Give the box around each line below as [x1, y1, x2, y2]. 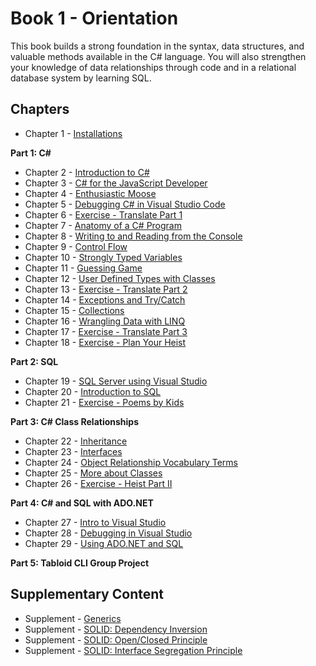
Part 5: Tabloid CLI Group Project [10, 557, 150, 569]
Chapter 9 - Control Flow [24, 240, 128, 252]
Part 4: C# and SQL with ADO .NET [10, 497, 154, 509]
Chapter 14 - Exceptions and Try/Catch [24, 293, 186, 306]
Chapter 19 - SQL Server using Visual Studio [24, 375, 208, 387]
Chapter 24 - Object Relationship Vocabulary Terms [24, 456, 238, 468]
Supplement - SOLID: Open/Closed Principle [24, 633, 208, 646]
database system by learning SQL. [10, 72, 152, 84]
